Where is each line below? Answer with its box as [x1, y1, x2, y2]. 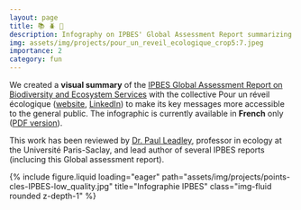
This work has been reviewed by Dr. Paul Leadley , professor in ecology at [9, 136, 282, 145]
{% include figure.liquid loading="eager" [9, 171, 160, 182]
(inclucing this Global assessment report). [9, 154, 165, 164]
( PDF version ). [9, 118, 63, 128]
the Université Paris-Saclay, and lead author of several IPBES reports [9, 144, 265, 155]
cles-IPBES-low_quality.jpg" [9, 181, 114, 191]
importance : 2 [9, 47, 63, 56]
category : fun [9, 55, 63, 64]
